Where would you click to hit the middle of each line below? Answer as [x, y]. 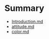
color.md [20, 31]
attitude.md [23, 26]
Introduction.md [27, 21]
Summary [24, 8]
